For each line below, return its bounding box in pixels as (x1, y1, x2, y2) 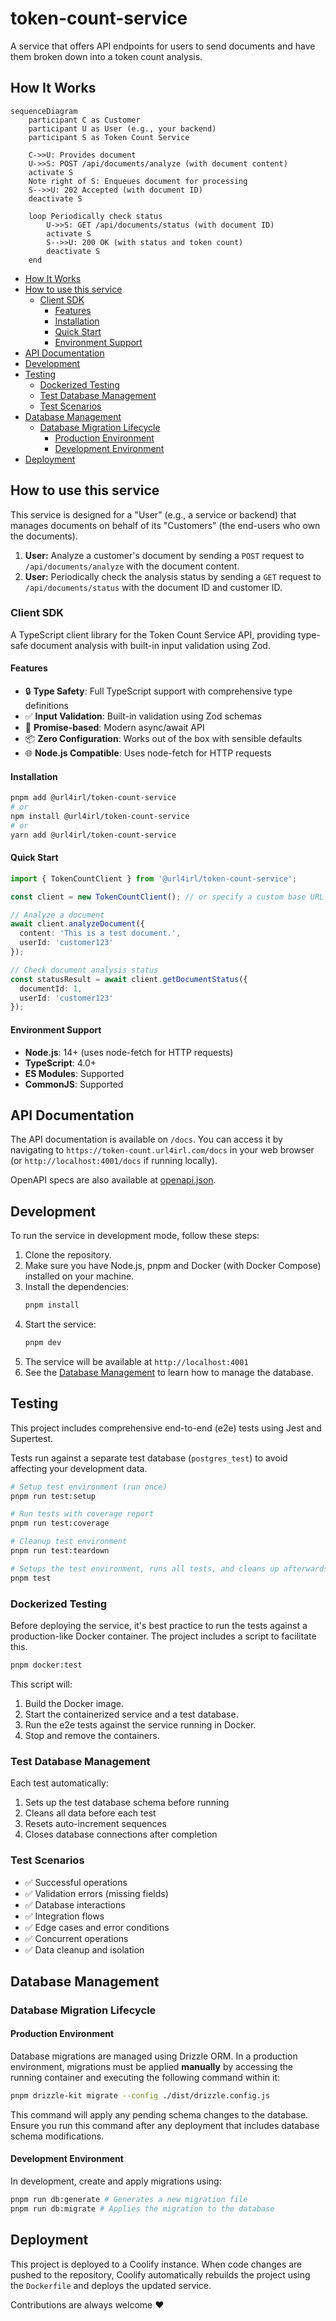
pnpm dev (24, 1338, 62, 1348)
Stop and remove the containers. (24, 1729, 160, 1741)
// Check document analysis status (10, 965, 159, 975)
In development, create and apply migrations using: (10, 2175, 222, 2187)
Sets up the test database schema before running (24, 1797, 230, 1809)
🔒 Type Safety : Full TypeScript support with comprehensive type (24, 685, 293, 697)
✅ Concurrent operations (24, 1932, 129, 1944)
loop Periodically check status (28, 211, 163, 221)
